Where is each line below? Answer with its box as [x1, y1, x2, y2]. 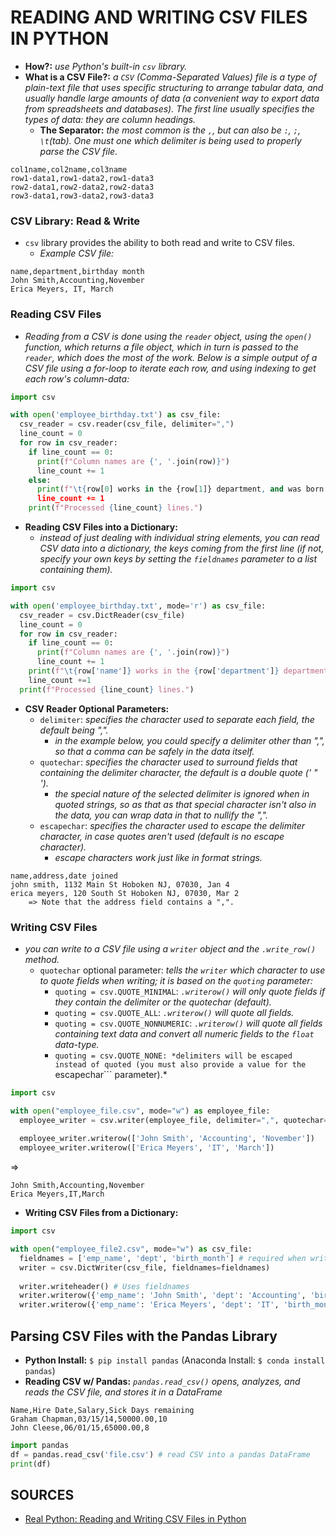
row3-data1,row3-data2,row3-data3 [10, 191, 155, 201]
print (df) [10, 1459, 52, 1469]
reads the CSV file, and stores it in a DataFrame [24, 1386, 223, 1398]
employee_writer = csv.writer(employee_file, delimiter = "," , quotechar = [19, 1115, 329, 1125]
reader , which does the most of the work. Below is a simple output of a [24, 351, 318, 363]
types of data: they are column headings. [24, 113, 197, 125]
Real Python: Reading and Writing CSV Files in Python [24, 1513, 247, 1525]
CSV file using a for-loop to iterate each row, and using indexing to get [24, 362, 317, 374]
